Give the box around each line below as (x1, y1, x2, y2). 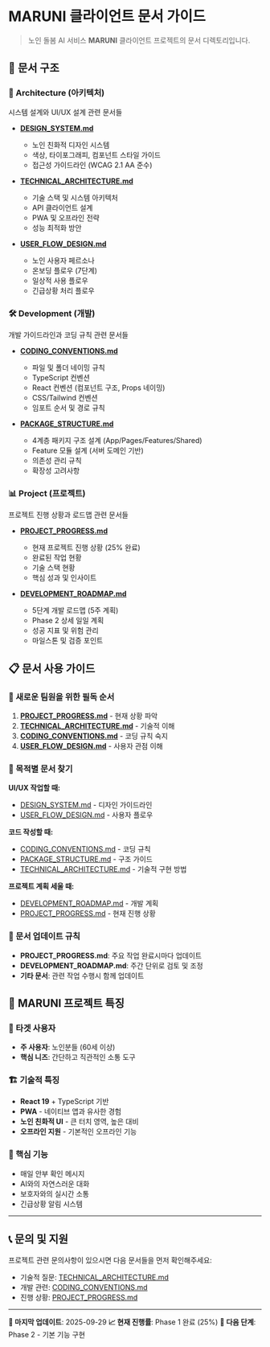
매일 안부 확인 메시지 (19, 1168, 85, 1178)
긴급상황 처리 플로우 (31, 285, 95, 295)
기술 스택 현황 (31, 563, 76, 573)
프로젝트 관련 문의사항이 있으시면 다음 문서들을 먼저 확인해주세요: (8, 1255, 213, 1265)
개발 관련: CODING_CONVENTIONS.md (19, 1282, 148, 1292)
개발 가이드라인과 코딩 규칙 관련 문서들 (8, 330, 129, 339)
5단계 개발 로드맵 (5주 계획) (31, 606, 119, 615)
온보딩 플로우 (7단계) (31, 265, 98, 275)
